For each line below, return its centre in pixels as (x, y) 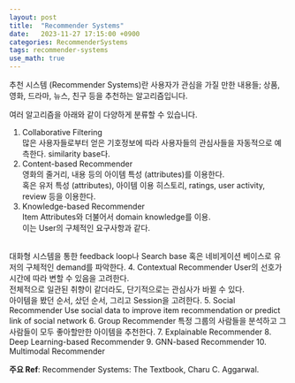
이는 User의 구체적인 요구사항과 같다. (86, 228)
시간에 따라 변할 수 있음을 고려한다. (69, 278)
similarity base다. (79, 154)
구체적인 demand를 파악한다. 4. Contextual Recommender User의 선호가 (154, 267)
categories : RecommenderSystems (68, 42)
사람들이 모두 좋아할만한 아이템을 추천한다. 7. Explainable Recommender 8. (140, 332)
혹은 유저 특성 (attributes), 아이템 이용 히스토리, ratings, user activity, (144, 185)
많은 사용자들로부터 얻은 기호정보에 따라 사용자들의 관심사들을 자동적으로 (147, 143)
